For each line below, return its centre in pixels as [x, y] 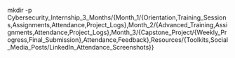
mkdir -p [20, 10]
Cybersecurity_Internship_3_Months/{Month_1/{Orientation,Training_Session [117, 17]
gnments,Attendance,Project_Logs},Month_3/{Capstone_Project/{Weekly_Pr [117, 32]
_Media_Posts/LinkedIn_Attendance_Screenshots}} [81, 47]
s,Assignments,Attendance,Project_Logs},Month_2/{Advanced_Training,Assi [117, 25]
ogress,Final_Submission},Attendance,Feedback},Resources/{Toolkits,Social [118, 40]
